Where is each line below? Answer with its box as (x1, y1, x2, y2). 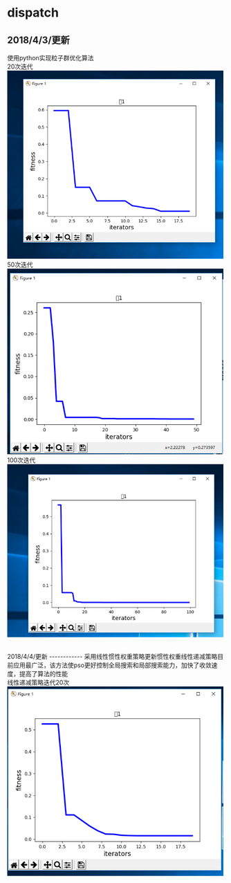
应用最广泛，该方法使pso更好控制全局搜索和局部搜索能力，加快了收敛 (12, 661, 212, 669)
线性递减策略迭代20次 (7, 678, 70, 686)
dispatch (7, 5, 59, 21)
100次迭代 (7, 456, 36, 464)
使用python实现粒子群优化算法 (7, 54, 94, 62)
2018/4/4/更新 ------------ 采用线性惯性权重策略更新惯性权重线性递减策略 (7, 653, 218, 661)
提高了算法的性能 (19, 670, 68, 678)
